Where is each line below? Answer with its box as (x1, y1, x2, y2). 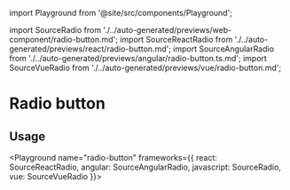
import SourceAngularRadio (172, 44, 275, 54)
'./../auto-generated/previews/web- (103, 25, 232, 35)
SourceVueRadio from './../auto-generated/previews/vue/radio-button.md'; (9, 62, 282, 73)
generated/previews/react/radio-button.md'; (9, 44, 171, 54)
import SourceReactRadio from (119, 35, 233, 44)
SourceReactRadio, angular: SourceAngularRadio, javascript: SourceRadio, (9, 162, 282, 172)
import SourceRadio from (9, 25, 102, 35)
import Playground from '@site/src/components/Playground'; (9, 8, 233, 18)
